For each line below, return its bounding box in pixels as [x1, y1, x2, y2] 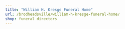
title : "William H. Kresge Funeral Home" [5, 7, 93, 12]
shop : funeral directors [5, 16, 57, 21]
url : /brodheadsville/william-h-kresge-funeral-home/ [5, 12, 120, 17]
